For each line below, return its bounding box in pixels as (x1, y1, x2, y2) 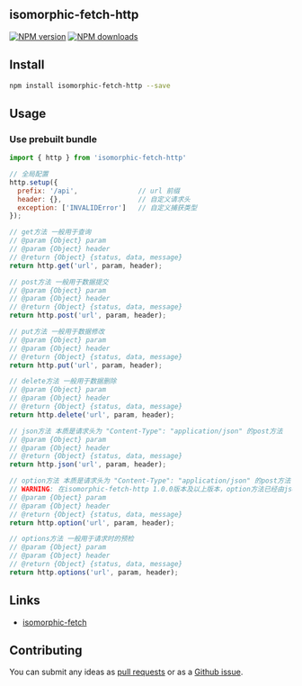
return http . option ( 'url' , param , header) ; (9, 518, 175, 528)
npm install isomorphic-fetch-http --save (9, 81, 171, 90)
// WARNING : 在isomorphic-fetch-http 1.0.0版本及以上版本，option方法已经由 (9, 485, 285, 494)
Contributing (9, 643, 83, 658)
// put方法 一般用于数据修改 (9, 328, 105, 337)
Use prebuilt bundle (9, 132, 97, 145)
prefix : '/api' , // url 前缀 (17, 186, 181, 195)
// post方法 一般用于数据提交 (9, 277, 110, 286)
